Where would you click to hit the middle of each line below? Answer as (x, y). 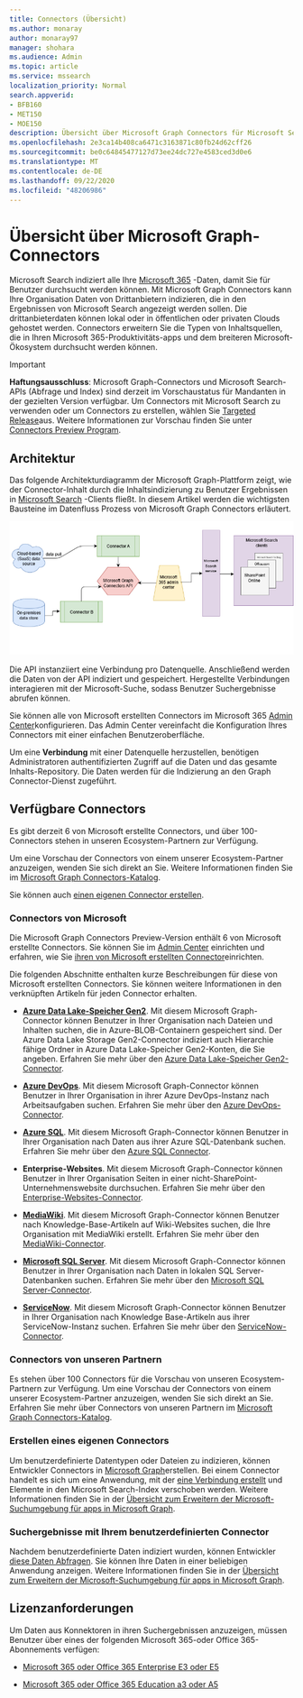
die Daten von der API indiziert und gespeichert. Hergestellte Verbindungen (150, 679)
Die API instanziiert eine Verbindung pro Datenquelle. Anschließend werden (150, 669)
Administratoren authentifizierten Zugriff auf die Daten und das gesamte (143, 761)
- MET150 (26, 114)
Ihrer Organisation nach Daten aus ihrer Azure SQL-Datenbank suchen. (154, 1142)
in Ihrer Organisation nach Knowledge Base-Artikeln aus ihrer (136, 1317)
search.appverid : (42, 95)
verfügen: (81, 1649)
